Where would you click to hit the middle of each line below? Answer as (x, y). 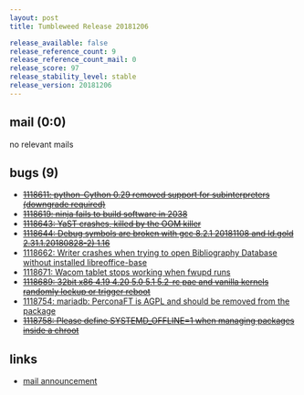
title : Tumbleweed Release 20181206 (79, 26)
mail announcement (60, 381)
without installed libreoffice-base (85, 263)
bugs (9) (34, 173)
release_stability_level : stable (73, 77)
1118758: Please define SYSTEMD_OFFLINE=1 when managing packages (158, 321)
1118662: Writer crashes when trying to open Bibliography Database (150, 253)
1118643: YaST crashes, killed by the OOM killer (112, 223)
